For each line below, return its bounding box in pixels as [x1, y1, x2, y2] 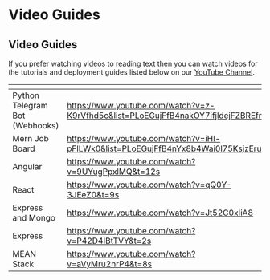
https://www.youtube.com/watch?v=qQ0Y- [67, 179, 232, 190]
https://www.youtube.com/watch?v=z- [67, 100, 215, 111]
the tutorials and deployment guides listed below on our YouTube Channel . [8, 67, 256, 77]
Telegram [12, 100, 48, 111]
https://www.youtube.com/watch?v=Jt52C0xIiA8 [67, 207, 254, 218]
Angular [12, 161, 43, 172]
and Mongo [12, 213, 56, 223]
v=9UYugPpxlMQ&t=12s [67, 166, 161, 177]
